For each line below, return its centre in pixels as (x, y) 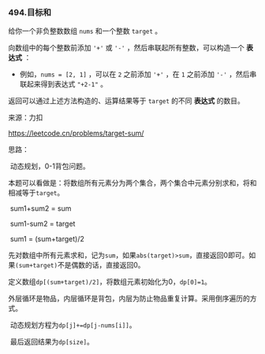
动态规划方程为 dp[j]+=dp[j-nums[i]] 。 (73, 325)
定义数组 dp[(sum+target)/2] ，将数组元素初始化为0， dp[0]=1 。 (110, 282)
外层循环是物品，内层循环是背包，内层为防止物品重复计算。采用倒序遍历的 (129, 299)
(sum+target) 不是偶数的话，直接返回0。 (80, 265)
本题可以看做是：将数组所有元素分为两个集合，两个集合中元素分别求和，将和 (132, 183)
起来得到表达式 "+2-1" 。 (67, 84)
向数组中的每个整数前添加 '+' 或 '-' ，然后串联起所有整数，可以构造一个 (126, 48)
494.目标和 (30, 12)
